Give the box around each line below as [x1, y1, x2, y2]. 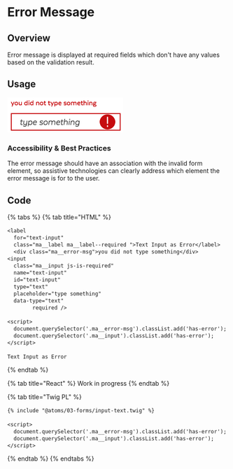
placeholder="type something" [13, 290, 101, 297]
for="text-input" [13, 234, 64, 241]
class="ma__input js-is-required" [13, 262, 114, 269]
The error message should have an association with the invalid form [7, 159, 203, 168]
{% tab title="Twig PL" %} [7, 393, 82, 401]
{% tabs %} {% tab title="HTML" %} [7, 213, 112, 221]
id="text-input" [13, 276, 61, 283]
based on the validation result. [7, 58, 94, 66]
